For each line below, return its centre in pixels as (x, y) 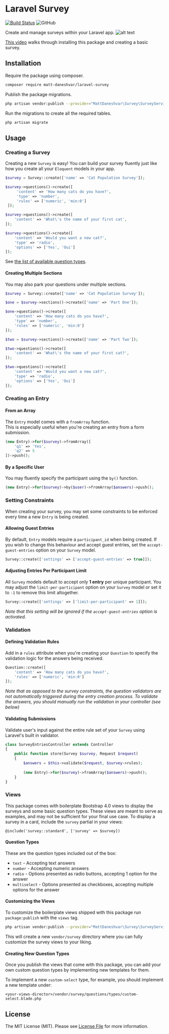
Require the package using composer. (45, 75)
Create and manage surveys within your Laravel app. (60, 32)
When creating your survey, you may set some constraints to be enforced (81, 511)
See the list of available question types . (46, 262)
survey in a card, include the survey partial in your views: (64, 822)
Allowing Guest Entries (30, 528)
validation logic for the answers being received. (54, 658)
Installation (23, 63)
